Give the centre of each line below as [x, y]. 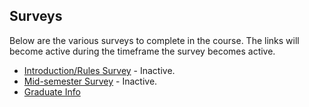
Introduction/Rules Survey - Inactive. [99, 70]
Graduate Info [52, 91]
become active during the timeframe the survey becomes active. [142, 51]
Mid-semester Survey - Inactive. [90, 81]
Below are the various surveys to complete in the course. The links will [154, 40]
